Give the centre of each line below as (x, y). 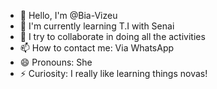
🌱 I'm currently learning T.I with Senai (97, 26)
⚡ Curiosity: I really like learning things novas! (113, 73)
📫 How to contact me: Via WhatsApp (97, 48)
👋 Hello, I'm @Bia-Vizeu (68, 15)
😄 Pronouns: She (56, 62)
